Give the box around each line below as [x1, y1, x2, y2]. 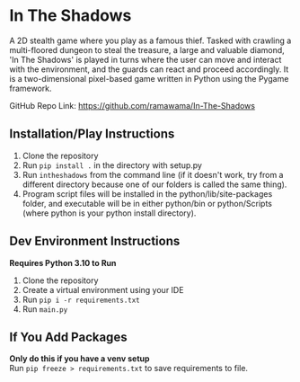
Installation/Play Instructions [9, 127, 175, 142]
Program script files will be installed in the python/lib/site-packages [22, 188, 273, 199]
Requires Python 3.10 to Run [9, 257, 117, 268]
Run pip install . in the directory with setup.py [22, 159, 202, 171]
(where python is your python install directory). [22, 208, 197, 218]
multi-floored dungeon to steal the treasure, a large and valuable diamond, [9, 44, 285, 55]
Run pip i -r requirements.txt [22, 294, 141, 305]
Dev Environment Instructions [9, 234, 181, 249]
